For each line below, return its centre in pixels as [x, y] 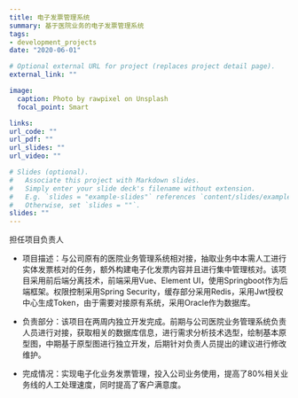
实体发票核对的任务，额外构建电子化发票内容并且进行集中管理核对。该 [150, 269]
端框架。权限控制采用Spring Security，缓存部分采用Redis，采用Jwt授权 [153, 292]
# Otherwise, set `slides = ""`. [75, 205]
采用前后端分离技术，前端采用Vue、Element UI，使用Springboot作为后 [159, 281]
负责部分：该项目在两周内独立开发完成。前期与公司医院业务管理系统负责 [154, 322]
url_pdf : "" [31, 140]
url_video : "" [35, 156]
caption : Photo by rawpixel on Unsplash [93, 98]
